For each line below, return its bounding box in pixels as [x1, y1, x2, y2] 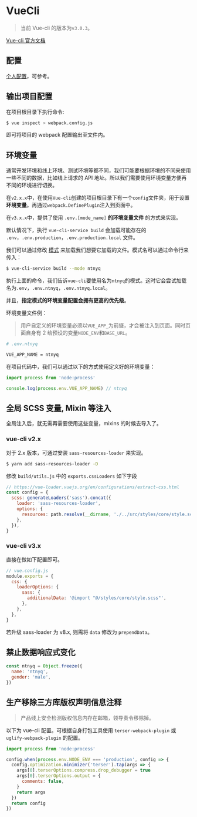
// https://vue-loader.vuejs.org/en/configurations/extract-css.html [6, 484, 180, 490]
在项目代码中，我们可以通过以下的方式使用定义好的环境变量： [6, 363, 155, 370]
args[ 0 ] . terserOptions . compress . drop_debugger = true [16, 768, 151, 773]
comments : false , [21, 779, 64, 785]
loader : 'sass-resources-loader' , [16, 501, 101, 507]
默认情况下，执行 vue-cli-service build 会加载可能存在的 [6, 227, 147, 234]
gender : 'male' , [11, 674, 51, 680]
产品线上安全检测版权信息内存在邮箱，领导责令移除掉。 [20, 714, 154, 721]
